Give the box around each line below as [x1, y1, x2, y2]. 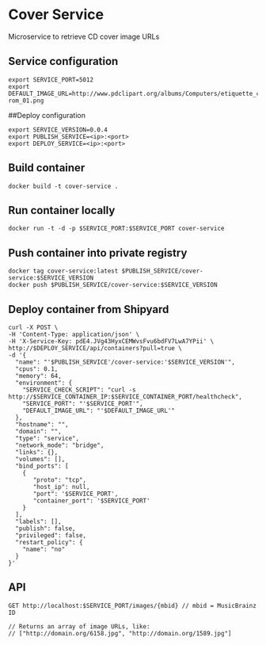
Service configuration [8, 55, 119, 68]
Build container [8, 161, 85, 175]
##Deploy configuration [8, 110, 85, 120]
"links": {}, [15, 448, 59, 456]
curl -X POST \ [8, 323, 59, 331]
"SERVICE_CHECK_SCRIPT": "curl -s [22, 386, 136, 394]
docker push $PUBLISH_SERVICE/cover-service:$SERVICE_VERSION [8, 281, 218, 289]
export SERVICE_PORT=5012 [8, 75, 93, 84]
